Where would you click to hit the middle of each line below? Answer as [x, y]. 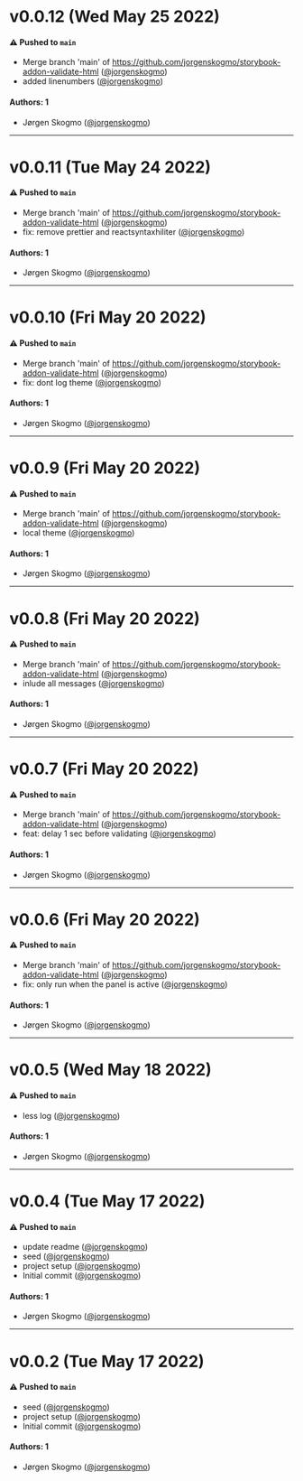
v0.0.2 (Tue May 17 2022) [107, 1361]
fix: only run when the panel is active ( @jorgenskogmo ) [125, 984]
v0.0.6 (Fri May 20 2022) [105, 919]
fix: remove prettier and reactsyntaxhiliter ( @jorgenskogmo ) [133, 231]
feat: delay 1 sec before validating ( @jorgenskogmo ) [119, 834]
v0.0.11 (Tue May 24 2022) [110, 167]
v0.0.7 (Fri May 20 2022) [105, 769]
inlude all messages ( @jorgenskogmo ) [93, 683]
